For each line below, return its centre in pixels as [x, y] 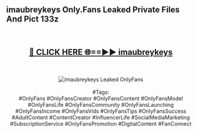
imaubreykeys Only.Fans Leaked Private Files [93, 10]
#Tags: [101, 92]
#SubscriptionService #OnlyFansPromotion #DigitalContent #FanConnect [101, 123]
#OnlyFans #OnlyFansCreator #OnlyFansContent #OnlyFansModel [101, 98]
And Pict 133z [32, 19]
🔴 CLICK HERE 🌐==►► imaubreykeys [101, 52]
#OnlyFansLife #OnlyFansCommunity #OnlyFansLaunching [101, 104]
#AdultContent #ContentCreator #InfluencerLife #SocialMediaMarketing [101, 117]
